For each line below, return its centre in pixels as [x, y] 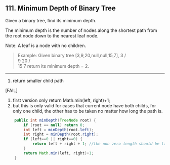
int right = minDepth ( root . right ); [61, 134]
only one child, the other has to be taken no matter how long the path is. [88, 111]
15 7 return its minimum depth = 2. [53, 66]
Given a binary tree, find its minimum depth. [51, 20]
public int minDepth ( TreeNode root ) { [55, 120]
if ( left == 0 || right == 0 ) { [53, 139]
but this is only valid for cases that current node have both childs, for [84, 105]
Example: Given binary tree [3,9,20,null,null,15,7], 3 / [72, 55]
